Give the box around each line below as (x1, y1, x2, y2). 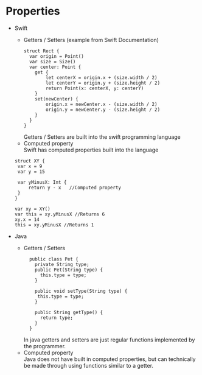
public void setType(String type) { (35, 288, 128, 294)
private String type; (35, 261, 89, 267)
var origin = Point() (29, 53, 85, 59)
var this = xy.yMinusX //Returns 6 (14, 211, 105, 217)
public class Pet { (29, 256, 78, 262)
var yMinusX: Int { (17, 179, 67, 185)
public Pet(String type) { (35, 267, 103, 273)
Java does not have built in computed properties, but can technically (23, 355, 196, 363)
